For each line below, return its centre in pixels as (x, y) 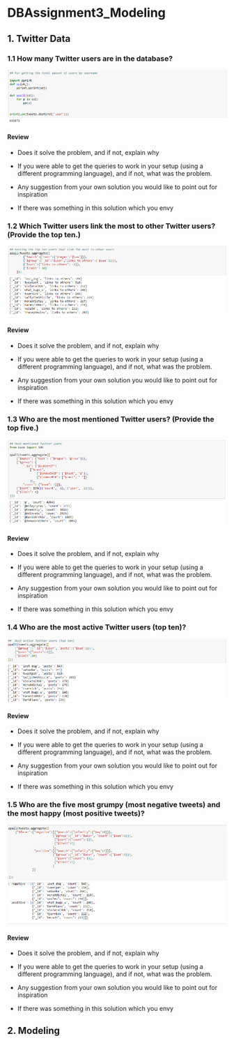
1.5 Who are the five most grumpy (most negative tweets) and (114, 805)
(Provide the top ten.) (44, 234)
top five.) (23, 428)
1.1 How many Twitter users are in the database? (90, 59)
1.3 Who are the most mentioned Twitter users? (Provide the (111, 419)
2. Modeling (34, 1030)
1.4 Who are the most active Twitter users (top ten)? (97, 627)
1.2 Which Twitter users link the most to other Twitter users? (111, 226)
